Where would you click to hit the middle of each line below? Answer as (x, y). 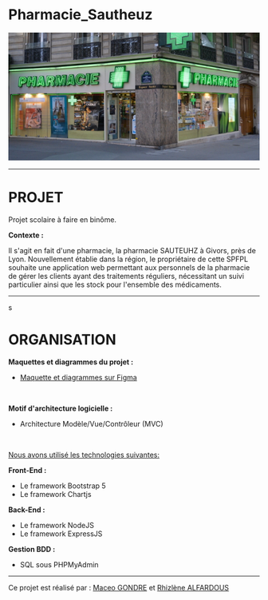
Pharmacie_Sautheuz (81, 15)
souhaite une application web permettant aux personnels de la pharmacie (129, 268)
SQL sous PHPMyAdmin (59, 565)
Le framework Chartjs (55, 495)
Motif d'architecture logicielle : (61, 408)
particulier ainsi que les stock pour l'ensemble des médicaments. (115, 284)
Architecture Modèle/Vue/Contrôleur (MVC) (91, 424)
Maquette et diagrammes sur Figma (78, 378)
